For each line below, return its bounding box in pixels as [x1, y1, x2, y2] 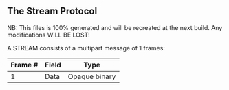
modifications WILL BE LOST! [7, 31, 91, 39]
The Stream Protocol [7, 5, 98, 17]
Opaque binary [67, 72, 116, 81]
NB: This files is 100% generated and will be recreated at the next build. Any [7, 23, 223, 31]
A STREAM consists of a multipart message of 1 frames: [7, 44, 165, 52]
